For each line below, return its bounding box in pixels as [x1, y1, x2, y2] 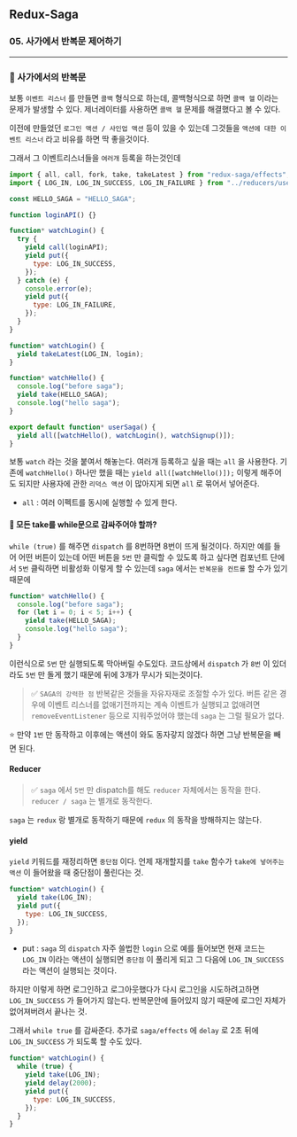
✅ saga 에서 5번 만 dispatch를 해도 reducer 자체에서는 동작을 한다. [30, 784, 261, 796]
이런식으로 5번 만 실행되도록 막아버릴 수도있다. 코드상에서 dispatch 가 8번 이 [9, 658, 270, 668]
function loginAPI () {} [9, 210, 97, 220]
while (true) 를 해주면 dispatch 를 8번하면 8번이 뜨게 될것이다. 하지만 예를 [9, 541, 272, 551]
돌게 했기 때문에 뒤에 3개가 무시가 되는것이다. [47, 669, 203, 680]
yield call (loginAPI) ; [25, 243, 109, 252]
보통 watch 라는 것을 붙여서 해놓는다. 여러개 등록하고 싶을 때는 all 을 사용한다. [9, 456, 278, 467]
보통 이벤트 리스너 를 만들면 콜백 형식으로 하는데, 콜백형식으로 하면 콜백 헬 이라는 [9, 92, 279, 103]
